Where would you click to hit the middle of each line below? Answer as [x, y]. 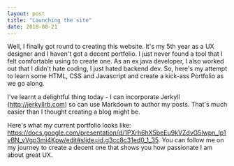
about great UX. [30, 155]
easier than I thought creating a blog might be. [74, 112]
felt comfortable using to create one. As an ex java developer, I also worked [116, 61]
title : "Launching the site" [50, 20]
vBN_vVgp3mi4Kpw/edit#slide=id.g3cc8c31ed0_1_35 [83, 140]
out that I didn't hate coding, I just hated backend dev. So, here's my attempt [117, 69]
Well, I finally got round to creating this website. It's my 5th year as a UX [111, 47]
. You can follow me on [191, 140]
